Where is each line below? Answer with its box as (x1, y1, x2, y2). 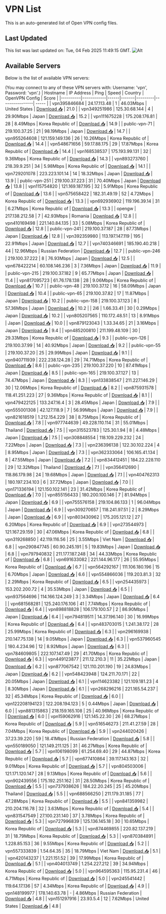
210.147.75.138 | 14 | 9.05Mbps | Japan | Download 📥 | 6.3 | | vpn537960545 (5, 636, 161, 642)
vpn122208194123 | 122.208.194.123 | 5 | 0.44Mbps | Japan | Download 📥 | (5, 701, 159, 707)
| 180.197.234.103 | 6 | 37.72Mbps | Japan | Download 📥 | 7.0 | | (5, 479, 134, 485)
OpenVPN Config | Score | (5, 95, 58, 101)
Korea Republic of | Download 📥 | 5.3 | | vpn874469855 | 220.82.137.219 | (5, 825, 156, 831)
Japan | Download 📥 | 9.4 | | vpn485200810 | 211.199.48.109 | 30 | (5, 327, 141, 333)
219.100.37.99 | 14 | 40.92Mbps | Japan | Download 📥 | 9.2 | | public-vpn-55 (5, 342, 161, 348)
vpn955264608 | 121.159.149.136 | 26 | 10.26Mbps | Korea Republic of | (5, 135, 149, 141)
